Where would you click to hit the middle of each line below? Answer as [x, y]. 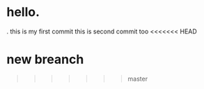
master [138, 79]
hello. [23, 12]
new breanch [45, 59]
